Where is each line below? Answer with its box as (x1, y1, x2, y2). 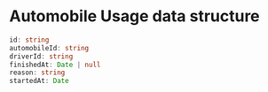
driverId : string (9, 51, 74, 61)
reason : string (9, 68, 66, 77)
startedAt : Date (9, 77, 69, 86)
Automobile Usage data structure (9, 6, 260, 27)
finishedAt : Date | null (9, 60, 101, 69)
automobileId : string (9, 43, 90, 52)
